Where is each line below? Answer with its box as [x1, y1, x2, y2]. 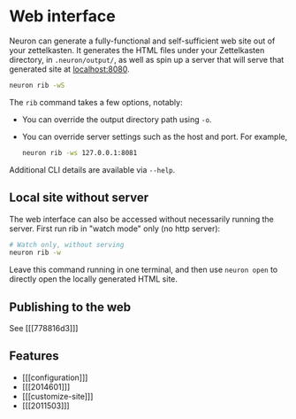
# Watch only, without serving [9, 240, 125, 249]
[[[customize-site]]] [21, 391, 94, 401]
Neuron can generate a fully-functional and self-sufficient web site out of [9, 35, 276, 46]
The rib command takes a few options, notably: [9, 97, 183, 107]
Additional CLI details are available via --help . [9, 164, 176, 175]
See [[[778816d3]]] [9, 323, 79, 334]
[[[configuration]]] [21, 372, 88, 383]
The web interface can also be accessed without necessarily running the [9, 213, 274, 224]
